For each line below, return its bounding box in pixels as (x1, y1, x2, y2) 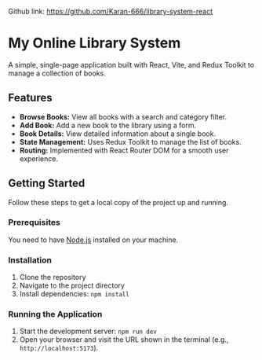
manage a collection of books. (8, 68, 106, 78)
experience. (19, 153, 59, 163)
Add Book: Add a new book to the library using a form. (19, 120, 197, 130)
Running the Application (8, 309, 103, 320)
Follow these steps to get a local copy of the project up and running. (8, 197, 229, 207)
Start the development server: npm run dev (19, 326, 157, 336)
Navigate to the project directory (19, 281, 126, 290)
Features (8, 91, 53, 105)
